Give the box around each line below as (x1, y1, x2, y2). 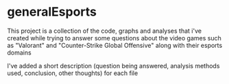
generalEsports (7, 4, 97, 20)
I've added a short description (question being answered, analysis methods (7, 61, 220, 70)
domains (7, 48, 32, 57)
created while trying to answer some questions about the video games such (7, 33, 221, 42)
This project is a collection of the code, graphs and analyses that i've (7, 27, 202, 35)
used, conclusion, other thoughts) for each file (7, 69, 138, 77)
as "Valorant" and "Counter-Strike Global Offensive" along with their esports (7, 41, 223, 49)
